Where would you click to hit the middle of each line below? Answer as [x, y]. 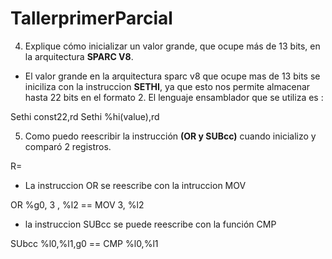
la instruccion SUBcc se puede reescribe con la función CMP [150, 224]
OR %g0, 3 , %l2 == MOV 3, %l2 [77, 204]
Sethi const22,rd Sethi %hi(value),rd [85, 116]
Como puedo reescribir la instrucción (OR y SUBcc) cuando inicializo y [170, 136]
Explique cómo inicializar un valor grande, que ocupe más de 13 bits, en [172, 46]
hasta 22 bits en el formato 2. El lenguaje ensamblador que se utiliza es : [174, 97]
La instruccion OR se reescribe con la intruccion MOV [135, 185]
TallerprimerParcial [91, 18]
